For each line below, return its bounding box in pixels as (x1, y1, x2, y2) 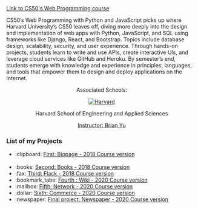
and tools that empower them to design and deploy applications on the (6, 68, 183, 75)
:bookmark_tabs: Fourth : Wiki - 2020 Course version (15, 176, 148, 183)
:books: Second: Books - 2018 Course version (15, 163, 130, 171)
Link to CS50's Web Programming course (6, 5, 110, 12)
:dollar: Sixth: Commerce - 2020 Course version (15, 190, 135, 197)
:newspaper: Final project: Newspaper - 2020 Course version (15, 196, 168, 203)
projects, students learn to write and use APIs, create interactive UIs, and (6, 49, 189, 56)
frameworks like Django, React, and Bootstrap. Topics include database (6, 36, 185, 43)
